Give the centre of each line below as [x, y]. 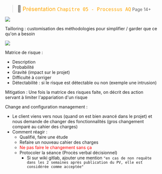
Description [24, 62]
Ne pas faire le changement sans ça [56, 147]
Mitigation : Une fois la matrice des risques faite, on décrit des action [74, 92]
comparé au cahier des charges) [45, 127]
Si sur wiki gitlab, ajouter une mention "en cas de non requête [89, 158]
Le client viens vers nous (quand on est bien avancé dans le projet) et [82, 116]
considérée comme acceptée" [55, 167]
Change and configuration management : [46, 107]
